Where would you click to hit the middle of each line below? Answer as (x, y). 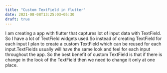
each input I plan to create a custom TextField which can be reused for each (83, 44)
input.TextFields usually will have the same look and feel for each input (78, 49)
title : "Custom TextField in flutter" (45, 10)
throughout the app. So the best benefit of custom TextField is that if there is (84, 54)
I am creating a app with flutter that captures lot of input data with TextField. (83, 33)
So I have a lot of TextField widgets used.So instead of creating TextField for (83, 38)
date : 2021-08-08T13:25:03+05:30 (40, 14)
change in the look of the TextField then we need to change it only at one (80, 60)
